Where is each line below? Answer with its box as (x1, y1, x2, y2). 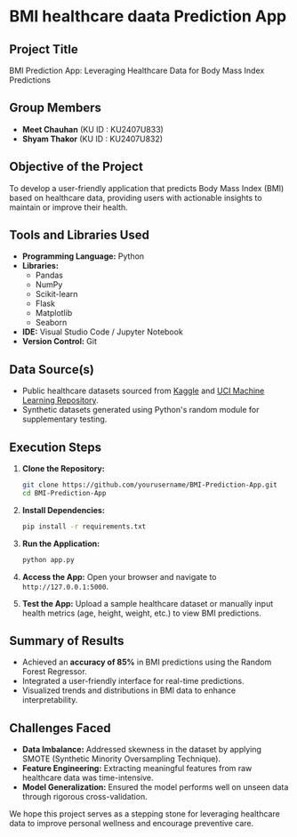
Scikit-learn (35, 289, 78, 300)
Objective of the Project (9, 159, 144, 174)
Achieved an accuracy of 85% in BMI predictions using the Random (21, 656, 272, 668)
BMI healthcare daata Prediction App (9, 6, 287, 27)
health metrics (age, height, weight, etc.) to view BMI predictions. (21, 608, 262, 618)
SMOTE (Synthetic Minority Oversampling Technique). (21, 753, 221, 764)
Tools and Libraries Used (9, 228, 149, 243)
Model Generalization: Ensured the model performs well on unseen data (21, 782, 289, 793)
